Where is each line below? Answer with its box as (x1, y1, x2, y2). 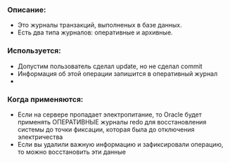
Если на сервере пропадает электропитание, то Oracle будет (17, 110, 202, 119)
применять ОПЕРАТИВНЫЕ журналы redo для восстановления (17, 117, 207, 126)
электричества (17, 132, 63, 141)
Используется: (7, 46, 61, 56)
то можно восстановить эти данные (17, 148, 127, 156)
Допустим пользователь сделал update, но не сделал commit (17, 62, 203, 70)
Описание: (7, 5, 46, 15)
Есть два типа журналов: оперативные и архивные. (17, 28, 174, 37)
